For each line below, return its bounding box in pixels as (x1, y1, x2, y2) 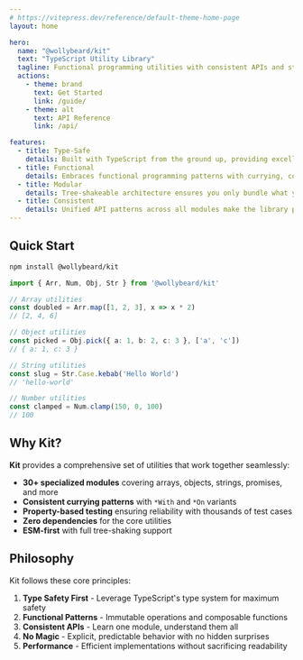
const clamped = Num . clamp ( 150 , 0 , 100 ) (9, 402, 164, 411)
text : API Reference (32, 114, 111, 123)
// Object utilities (9, 328, 87, 337)
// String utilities (9, 361, 87, 370)
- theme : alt (25, 105, 75, 114)
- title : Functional (17, 163, 95, 172)
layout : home (9, 22, 59, 31)
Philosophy (9, 551, 75, 566)
